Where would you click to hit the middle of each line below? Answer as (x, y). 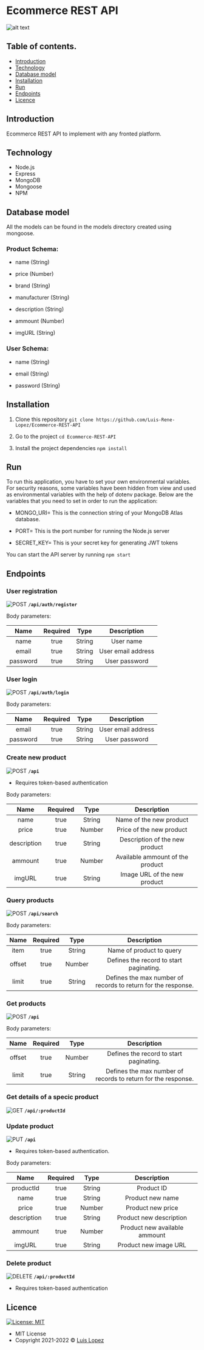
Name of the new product (152, 820)
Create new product (36, 758)
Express (25, 174)
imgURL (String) (35, 333)
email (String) (32, 374)
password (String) (38, 385)
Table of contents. (42, 46)
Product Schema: (32, 249)
